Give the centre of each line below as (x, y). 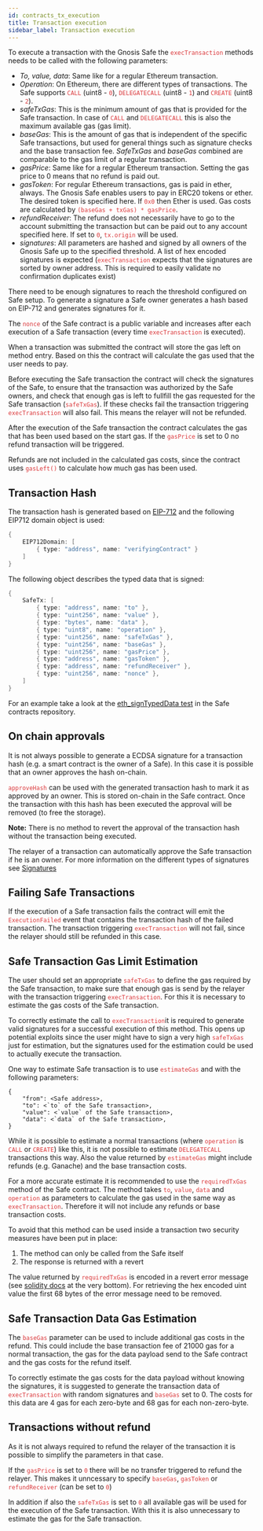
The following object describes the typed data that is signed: (106, 579)
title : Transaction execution (58, 23)
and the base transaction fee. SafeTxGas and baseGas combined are (131, 151)
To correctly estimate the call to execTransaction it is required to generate (126, 1021)
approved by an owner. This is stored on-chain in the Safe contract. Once (127, 796)
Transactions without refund (80, 1428)
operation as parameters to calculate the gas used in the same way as (122, 1198)
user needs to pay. (38, 364)
